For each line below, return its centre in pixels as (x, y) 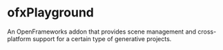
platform (19, 38)
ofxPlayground (51, 13)
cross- (207, 32)
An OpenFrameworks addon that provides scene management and (102, 32)
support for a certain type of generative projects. (102, 38)
